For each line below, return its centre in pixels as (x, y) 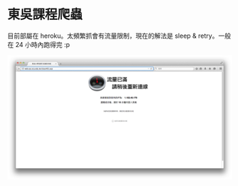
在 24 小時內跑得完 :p (38, 44)
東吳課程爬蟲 (45, 15)
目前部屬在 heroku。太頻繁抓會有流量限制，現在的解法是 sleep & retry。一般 (119, 36)
